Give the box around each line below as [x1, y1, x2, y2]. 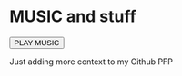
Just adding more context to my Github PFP [9, 56, 173, 67]
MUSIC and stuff [9, 6, 136, 27]
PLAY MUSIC [14, 38, 60, 47]
